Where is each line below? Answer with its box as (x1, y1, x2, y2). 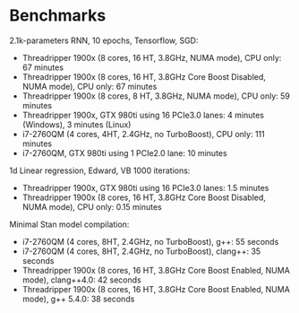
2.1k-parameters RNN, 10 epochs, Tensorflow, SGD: (9, 35, 199, 46)
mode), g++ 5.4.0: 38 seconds (21, 293, 135, 304)
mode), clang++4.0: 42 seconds (21, 274, 141, 285)
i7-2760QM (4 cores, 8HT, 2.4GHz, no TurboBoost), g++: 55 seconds (21, 236, 279, 247)
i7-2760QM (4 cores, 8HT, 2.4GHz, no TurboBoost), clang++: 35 (21, 246, 261, 256)
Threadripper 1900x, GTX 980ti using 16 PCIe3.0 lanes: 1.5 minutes (21, 182, 269, 193)
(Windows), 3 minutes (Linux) (21, 118, 132, 130)
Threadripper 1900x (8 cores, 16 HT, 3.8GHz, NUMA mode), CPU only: (21, 52, 282, 63)
